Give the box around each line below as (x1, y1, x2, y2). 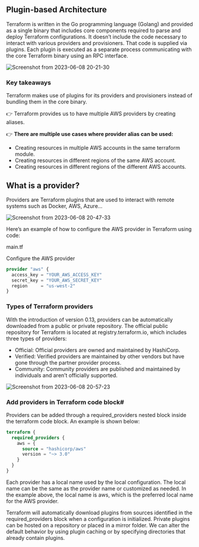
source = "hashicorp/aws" (21, 445, 86, 452)
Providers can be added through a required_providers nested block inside (6, 411, 187, 418)
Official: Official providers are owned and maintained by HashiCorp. (14, 346, 181, 353)
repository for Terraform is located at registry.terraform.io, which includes (6, 328, 187, 336)
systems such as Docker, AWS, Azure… (6, 202, 103, 210)
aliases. (6, 119, 25, 126)
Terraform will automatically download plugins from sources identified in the (6, 509, 193, 516)
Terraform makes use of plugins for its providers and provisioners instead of (6, 92, 193, 99)
